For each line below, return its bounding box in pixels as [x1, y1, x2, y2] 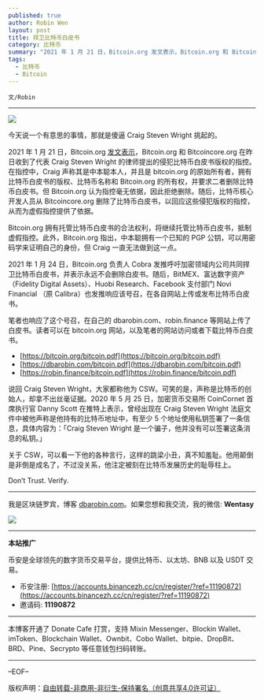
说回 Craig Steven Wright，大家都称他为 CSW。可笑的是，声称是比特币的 [8, 384, 245, 393]
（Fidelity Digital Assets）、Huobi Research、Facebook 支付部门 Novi [8, 279, 232, 289]
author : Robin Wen [8, 19, 68, 27]
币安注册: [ [19, 581, 54, 591]
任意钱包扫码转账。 [87, 643, 151, 653]
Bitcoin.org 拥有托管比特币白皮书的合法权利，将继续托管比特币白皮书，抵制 [8, 222, 252, 233]
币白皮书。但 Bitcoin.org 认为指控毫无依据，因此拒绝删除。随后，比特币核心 [8, 186, 254, 195]
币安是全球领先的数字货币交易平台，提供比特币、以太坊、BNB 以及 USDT [8, 555, 245, 564]
